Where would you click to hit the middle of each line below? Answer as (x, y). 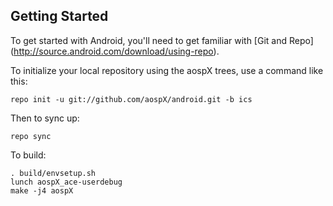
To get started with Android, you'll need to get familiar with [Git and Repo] (162, 40)
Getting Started (59, 16)
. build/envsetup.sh (53, 173)
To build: (28, 155)
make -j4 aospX (42, 190)
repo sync (31, 136)
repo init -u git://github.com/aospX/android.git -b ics (131, 99)
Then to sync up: (45, 118)
